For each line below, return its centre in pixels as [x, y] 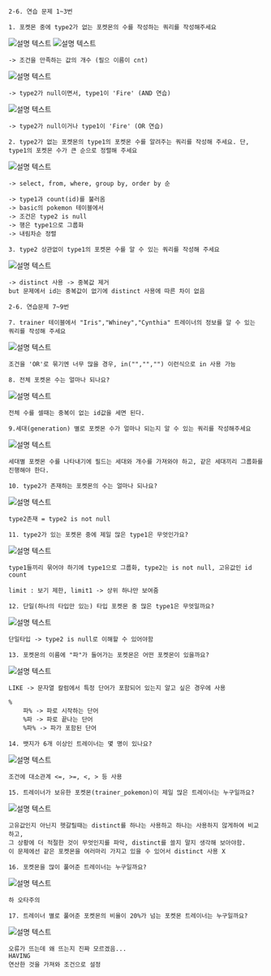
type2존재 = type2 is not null [60, 519]
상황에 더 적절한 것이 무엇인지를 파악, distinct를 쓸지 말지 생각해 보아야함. [131, 843]
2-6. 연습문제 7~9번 [39, 307]
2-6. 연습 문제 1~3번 [41, 11]
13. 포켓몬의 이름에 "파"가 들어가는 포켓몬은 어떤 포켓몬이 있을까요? [109, 655]
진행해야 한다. [29, 470]
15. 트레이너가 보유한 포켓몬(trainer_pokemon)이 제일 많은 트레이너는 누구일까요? [131, 792]
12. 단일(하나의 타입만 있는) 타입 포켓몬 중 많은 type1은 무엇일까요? [112, 607]
